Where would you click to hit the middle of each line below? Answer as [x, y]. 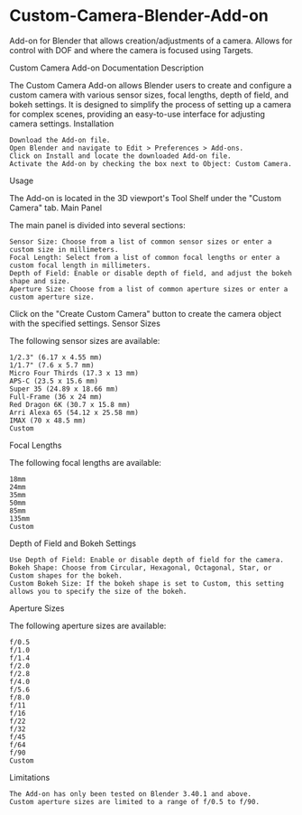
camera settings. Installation [62, 124]
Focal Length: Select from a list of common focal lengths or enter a [145, 257]
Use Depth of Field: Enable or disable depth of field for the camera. [146, 560]
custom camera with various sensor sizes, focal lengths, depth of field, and [149, 95]
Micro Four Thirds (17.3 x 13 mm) [74, 373]
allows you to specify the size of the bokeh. [98, 591]
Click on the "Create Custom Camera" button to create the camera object [146, 313]
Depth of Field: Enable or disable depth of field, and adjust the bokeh [151, 273]
